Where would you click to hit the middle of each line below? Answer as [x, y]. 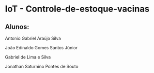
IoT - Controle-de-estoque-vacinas [77, 9]
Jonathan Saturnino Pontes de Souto [42, 66]
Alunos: [17, 27]
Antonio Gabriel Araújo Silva [33, 38]
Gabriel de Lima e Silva [28, 57]
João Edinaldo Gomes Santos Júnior [41, 48]
